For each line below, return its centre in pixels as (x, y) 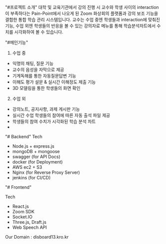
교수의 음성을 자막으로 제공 (38, 70)
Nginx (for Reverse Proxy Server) (46, 172)
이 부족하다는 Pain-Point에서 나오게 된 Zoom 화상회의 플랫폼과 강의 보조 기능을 (82, 13)
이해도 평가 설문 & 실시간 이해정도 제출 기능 (54, 82)
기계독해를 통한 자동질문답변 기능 (44, 76)
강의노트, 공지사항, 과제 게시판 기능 (46, 109)
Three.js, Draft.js (29, 222)
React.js (21, 206)
